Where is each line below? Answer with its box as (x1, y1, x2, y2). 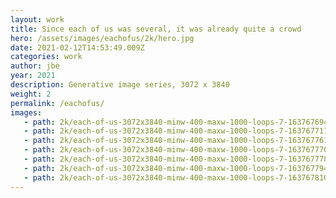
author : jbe (10, 61, 60, 71)
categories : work (10, 52, 83, 62)
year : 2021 (10, 71, 56, 81)
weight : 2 (10, 89, 52, 99)
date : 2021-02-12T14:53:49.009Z (10, 42, 145, 53)
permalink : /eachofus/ (10, 98, 105, 108)
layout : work (10, 14, 65, 25)
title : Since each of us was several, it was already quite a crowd (10, 24, 302, 34)
